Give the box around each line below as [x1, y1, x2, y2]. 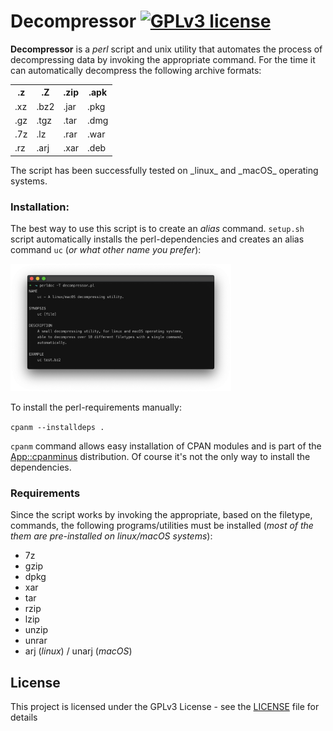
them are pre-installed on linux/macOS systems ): [10, 530, 213, 542]
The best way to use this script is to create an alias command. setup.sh [10, 223, 305, 235]
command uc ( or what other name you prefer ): [10, 244, 202, 256]
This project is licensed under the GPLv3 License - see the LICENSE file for [10, 701, 320, 713]
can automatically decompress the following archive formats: [10, 64, 262, 76]
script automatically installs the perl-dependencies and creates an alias [10, 233, 305, 245]
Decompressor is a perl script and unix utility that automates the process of [10, 43, 323, 55]
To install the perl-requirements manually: [10, 401, 182, 414]
